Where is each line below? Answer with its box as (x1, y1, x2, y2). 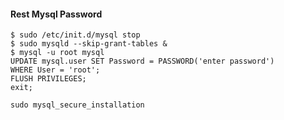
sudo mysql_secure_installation (10, 100, 145, 110)
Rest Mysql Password (10, 8, 103, 20)
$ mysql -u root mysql (10, 48, 105, 58)
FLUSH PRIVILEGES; (10, 74, 87, 84)
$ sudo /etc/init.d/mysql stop (10, 30, 141, 40)
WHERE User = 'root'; (10, 65, 101, 75)
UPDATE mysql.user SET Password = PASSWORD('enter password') (10, 56, 275, 67)
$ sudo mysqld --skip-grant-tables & (10, 39, 168, 49)
